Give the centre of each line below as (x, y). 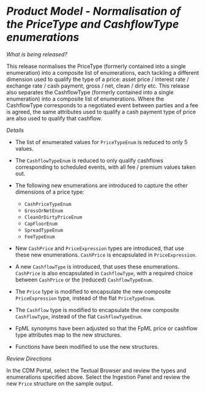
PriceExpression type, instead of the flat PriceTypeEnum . (85, 298)
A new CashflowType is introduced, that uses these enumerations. (97, 266)
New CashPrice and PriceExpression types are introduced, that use (100, 248)
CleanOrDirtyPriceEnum (53, 217)
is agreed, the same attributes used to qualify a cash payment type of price (101, 112)
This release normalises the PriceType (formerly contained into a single (96, 66)
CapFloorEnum (41, 224)
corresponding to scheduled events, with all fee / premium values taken (105, 167)
